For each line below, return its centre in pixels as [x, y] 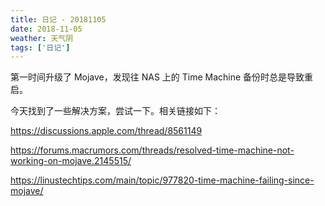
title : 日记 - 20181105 [58, 19]
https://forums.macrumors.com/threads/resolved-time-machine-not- [152, 150]
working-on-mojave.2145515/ [71, 161]
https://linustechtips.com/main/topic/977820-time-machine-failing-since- [162, 180]
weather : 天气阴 [42, 38]
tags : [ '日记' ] [40, 47]
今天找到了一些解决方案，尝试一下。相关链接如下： [115, 111]
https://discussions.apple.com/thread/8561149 [106, 131]
